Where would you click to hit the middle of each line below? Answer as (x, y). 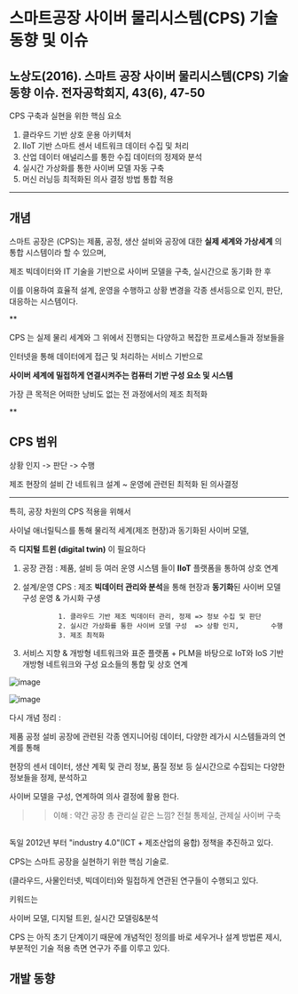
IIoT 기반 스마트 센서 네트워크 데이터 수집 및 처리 (105, 146)
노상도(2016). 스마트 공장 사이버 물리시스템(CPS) (137, 76)
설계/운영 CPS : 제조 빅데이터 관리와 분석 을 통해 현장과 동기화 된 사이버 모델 (151, 587)
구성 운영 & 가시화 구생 (61, 597)
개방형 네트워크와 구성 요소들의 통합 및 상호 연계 (105, 664)
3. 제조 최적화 (81, 635)
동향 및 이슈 (49, 40)
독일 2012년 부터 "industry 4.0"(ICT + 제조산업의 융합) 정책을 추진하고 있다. (141, 843)
